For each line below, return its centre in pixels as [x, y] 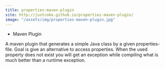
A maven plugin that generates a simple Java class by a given [70, 44]
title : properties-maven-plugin [40, 10]
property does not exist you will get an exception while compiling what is [82, 55]
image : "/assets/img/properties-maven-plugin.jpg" [60, 19]
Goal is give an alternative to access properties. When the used [81, 50]
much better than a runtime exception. [45, 60]
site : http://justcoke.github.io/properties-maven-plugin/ [69, 15]
